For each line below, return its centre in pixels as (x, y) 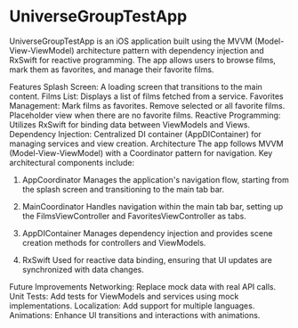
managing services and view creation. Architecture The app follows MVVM (146, 143)
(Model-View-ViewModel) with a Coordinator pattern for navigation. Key (141, 152)
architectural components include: (72, 162)
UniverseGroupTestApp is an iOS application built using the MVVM (131, 41)
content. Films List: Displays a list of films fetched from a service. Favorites (146, 96)
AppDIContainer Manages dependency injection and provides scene (147, 233)
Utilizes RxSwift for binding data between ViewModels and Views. (130, 124)
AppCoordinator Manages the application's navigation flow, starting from (155, 179)
